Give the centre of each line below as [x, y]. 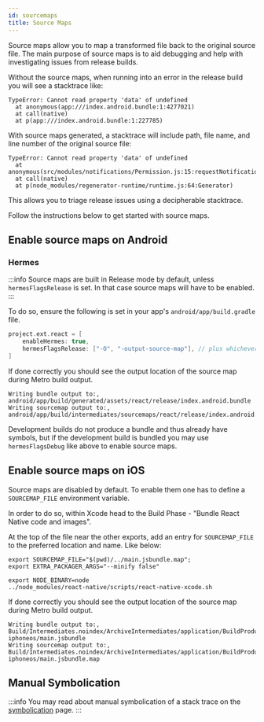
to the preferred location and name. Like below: [85, 545]
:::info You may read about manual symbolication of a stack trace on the [125, 702]
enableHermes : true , [56, 342]
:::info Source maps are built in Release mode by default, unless [111, 279]
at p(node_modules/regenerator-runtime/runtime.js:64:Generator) [125, 186]
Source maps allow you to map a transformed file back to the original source [132, 45]
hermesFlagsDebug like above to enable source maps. [93, 446]
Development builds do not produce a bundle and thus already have [118, 429]
